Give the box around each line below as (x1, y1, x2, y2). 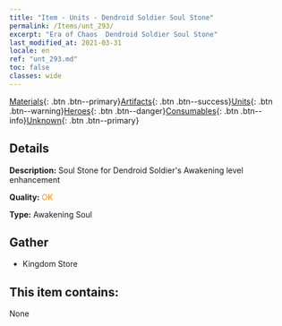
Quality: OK (9, 192, 54, 202)
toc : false (9, 64, 50, 73)
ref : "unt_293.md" (9, 55, 78, 64)
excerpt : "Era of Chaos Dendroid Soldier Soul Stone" (9, 30, 218, 39)
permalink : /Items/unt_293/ (9, 21, 115, 30)
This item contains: (9, 284, 119, 300)
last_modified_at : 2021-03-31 (9, 38, 123, 47)
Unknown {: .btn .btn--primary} (26, 115, 140, 125)
